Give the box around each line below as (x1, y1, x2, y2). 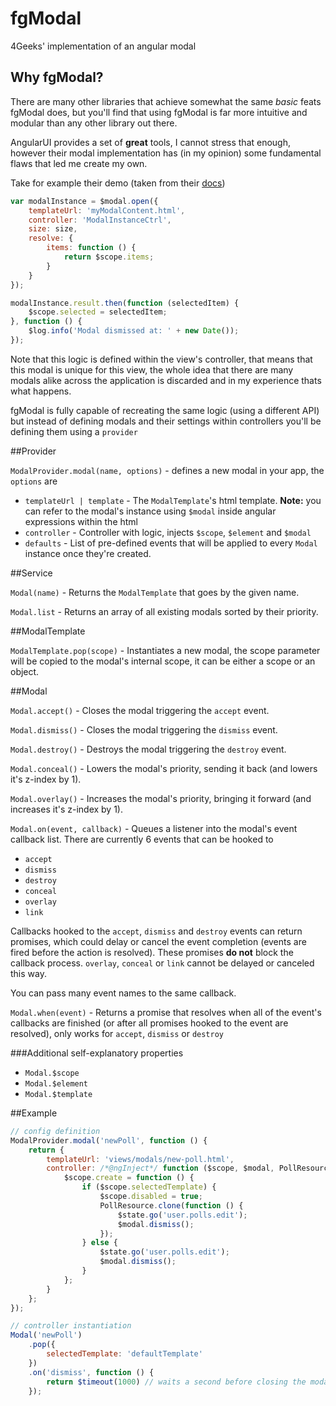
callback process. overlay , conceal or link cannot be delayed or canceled (10, 957, 315, 969)
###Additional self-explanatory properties (10, 1047, 184, 1059)
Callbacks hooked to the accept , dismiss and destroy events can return (10, 925, 303, 937)
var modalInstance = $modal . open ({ (10, 196, 159, 206)
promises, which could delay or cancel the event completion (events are (10, 935, 307, 947)
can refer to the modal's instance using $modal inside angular (24, 505, 277, 517)
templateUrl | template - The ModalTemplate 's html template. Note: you (24, 494, 322, 506)
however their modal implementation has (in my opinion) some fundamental (10, 147, 322, 159)
